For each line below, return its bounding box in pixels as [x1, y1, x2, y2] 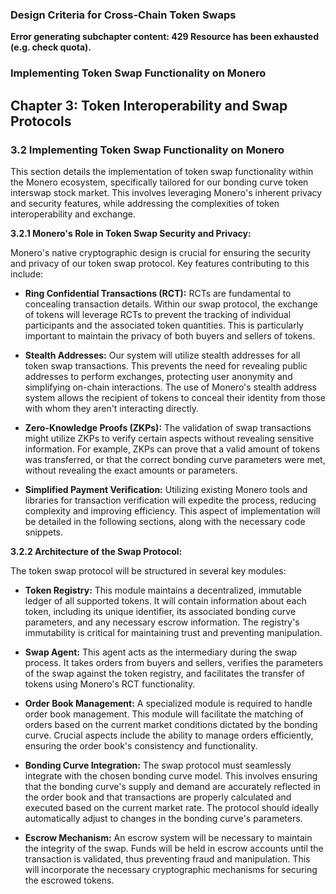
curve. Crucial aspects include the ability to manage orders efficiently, [24, 729, 314, 741]
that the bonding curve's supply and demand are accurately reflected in [24, 780, 322, 792]
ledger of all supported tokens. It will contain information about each [24, 594, 307, 607]
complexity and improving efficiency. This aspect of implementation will [24, 504, 321, 517]
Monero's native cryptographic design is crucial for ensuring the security [10, 246, 312, 258]
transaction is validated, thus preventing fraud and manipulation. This [24, 853, 311, 865]
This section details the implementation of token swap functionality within [10, 165, 314, 177]
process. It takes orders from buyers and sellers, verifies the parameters [24, 656, 324, 668]
